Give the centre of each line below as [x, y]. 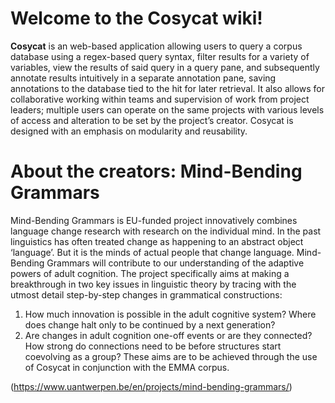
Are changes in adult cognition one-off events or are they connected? [168, 335]
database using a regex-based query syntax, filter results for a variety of [160, 56]
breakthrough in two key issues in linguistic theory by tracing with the [153, 284]
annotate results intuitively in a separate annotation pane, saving [143, 78]
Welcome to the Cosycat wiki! [136, 18]
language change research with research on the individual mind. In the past [166, 231]
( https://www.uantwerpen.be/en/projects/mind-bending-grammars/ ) [151, 386]
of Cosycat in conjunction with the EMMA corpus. [127, 367]
